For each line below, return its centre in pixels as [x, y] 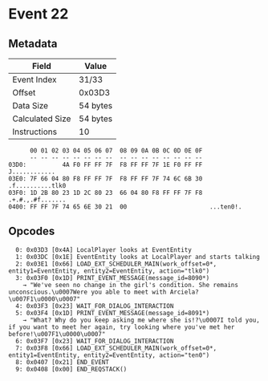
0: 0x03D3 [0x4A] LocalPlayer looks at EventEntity [104, 249]
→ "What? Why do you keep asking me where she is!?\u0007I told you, [142, 320]
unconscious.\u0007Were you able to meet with [87, 292]
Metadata [33, 44]
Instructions [35, 132]
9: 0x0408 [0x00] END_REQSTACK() [71, 369]
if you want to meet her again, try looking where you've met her [122, 327]
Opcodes [32, 231]
